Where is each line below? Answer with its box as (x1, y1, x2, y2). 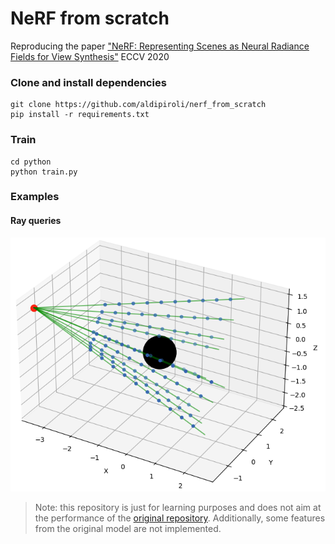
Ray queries (10, 215, 62, 227)
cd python (10, 157, 52, 167)
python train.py (10, 167, 78, 177)
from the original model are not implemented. (34, 523, 222, 535)
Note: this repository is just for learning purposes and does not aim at (34, 502, 322, 514)
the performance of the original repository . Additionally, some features (34, 512, 326, 524)
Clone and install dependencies (10, 75, 167, 89)
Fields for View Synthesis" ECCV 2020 (10, 50, 170, 62)
